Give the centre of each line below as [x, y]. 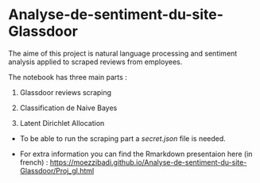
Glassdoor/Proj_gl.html [57, 170]
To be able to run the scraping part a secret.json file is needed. [123, 138]
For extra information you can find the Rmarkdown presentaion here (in [136, 154]
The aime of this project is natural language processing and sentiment [123, 53]
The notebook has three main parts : [68, 77]
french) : [34, 162]
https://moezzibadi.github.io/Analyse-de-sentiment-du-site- [148, 162]
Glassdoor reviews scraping [66, 92]
